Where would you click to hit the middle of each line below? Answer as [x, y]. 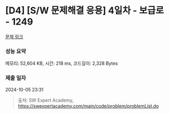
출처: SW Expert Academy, [46, 100]
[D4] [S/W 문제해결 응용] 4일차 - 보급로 [85, 11]
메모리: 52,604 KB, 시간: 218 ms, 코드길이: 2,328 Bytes [62, 63]
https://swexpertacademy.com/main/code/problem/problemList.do [88, 106]
